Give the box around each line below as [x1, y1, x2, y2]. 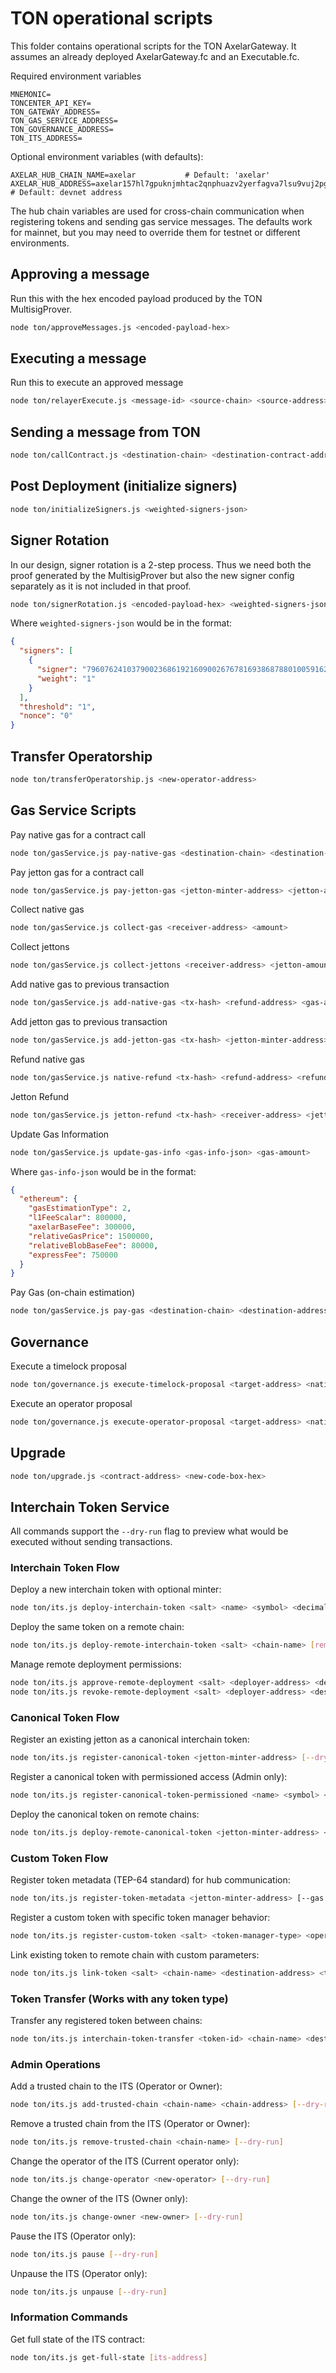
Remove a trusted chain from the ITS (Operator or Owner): [10, 2118, 251, 2130]
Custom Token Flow [10, 1851, 109, 1865]
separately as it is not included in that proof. [10, 580, 192, 592]
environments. [10, 237, 70, 249]
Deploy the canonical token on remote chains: [10, 1808, 200, 1821]
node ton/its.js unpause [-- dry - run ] [10, 2287, 168, 2297]
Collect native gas [10, 903, 85, 916]
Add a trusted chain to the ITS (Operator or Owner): [10, 2080, 223, 2092]
